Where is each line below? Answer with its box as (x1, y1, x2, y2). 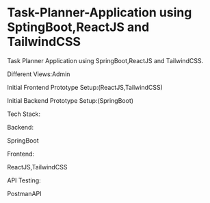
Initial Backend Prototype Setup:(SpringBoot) (7, 96, 134, 104)
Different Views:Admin (7, 70, 70, 78)
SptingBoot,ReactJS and (7, 19, 150, 35)
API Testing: (7, 176, 41, 184)
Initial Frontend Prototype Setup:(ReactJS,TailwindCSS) (7, 83, 163, 91)
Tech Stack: (7, 110, 41, 118)
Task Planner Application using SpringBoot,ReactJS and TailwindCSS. (7, 56, 204, 64)
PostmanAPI (7, 189, 42, 198)
